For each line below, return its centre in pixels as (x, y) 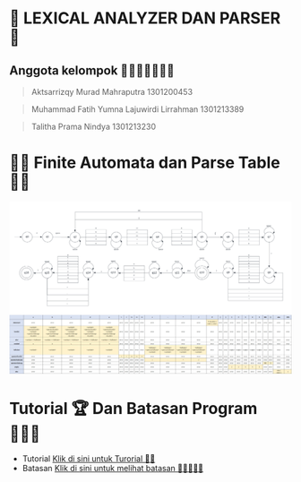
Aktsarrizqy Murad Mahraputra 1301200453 (112, 92)
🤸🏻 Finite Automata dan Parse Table (145, 163)
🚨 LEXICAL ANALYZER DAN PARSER (145, 18)
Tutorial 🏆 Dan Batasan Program (133, 409)
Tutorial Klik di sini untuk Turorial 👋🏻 (89, 459)
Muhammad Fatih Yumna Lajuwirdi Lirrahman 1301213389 (138, 109)
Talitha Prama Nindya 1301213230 (94, 126)
